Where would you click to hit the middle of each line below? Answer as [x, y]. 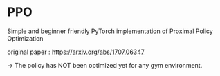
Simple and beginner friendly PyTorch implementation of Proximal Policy [110, 31]
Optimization [25, 38]
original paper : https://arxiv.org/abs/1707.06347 [76, 52]
